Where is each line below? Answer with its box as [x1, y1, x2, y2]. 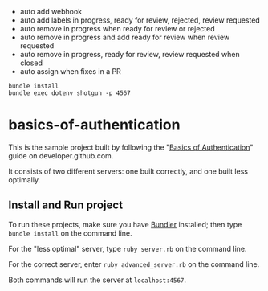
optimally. [8, 174, 41, 184]
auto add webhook [19, 7, 83, 16]
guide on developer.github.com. [8, 150, 114, 160]
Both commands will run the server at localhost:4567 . [8, 275, 187, 285]
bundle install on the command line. [8, 228, 132, 238]
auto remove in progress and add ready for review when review [19, 32, 230, 42]
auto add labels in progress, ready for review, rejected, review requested [19, 15, 261, 25]
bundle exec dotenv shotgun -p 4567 [8, 89, 131, 97]
